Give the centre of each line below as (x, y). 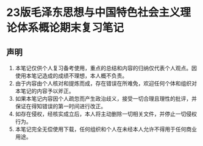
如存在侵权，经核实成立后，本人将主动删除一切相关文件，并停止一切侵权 (106, 114)
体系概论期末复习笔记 (71, 28)
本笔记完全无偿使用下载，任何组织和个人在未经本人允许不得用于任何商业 (106, 129)
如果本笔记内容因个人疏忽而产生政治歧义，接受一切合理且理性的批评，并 (106, 99)
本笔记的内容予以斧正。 (45, 91)
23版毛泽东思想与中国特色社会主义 (93, 13)
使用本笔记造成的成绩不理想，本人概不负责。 (71, 76)
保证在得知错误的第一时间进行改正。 (61, 106)
